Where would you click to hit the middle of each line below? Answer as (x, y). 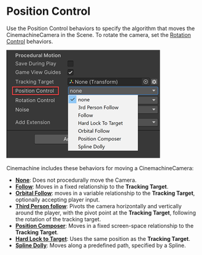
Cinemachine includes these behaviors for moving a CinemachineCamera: (100, 168)
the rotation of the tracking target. (58, 219)
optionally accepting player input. (57, 199)
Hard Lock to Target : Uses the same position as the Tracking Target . (103, 238)
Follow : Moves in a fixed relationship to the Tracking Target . (92, 186)
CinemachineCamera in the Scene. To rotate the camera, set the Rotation (99, 34)
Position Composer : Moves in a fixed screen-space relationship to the (104, 226)
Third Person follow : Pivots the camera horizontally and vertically (99, 206)
